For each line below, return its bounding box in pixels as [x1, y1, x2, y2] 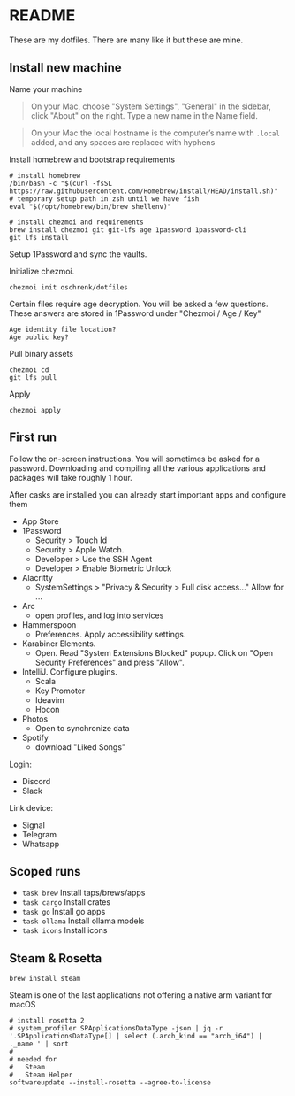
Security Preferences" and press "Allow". [34, 657, 185, 668]
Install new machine [9, 60, 122, 75]
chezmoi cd [9, 365, 49, 374]
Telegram [21, 829, 57, 839]
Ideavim [34, 694, 64, 705]
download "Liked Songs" [34, 741, 126, 753]
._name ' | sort [9, 1039, 69, 1049]
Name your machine [9, 83, 83, 94]
